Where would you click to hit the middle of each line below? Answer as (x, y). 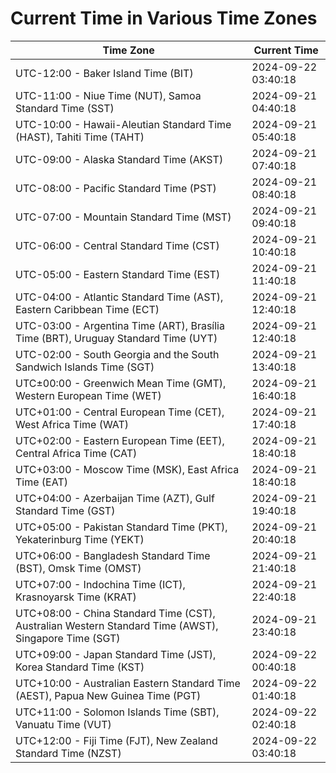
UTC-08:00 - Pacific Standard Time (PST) (116, 188)
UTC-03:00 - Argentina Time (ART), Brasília (120, 325)
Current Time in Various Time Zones (164, 18)
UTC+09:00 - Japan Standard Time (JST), (116, 654)
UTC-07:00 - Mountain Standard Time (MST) (123, 217)
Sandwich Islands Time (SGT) (85, 367)
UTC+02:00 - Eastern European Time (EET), (120, 440)
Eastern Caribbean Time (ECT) (87, 309)
